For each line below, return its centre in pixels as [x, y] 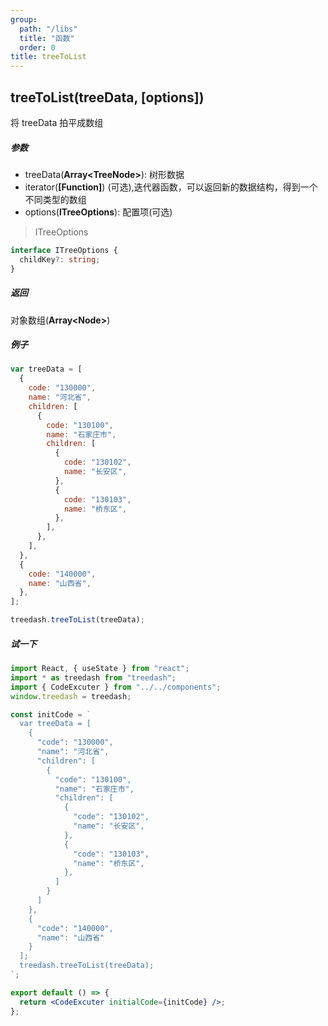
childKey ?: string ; [60, 259]
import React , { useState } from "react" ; [100, 669]
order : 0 [37, 47]
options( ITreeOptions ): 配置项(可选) [98, 212]
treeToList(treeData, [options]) [107, 97]
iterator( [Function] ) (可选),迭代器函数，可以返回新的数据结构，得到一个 [171, 187]
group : [24, 19]
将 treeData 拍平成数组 [57, 122]
